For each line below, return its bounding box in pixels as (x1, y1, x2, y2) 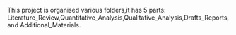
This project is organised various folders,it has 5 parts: (7, 6, 166, 14)
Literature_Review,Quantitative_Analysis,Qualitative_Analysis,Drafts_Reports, (7, 13, 230, 22)
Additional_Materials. (20, 21, 81, 29)
